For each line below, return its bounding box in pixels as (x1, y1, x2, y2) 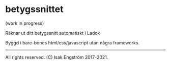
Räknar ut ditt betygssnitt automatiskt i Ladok (5, 30, 100, 36)
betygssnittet (5, 4, 64, 15)
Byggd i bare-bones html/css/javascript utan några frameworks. (5, 39, 140, 46)
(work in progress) (5, 20, 44, 26)
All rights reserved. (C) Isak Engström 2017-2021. (5, 54, 108, 60)
